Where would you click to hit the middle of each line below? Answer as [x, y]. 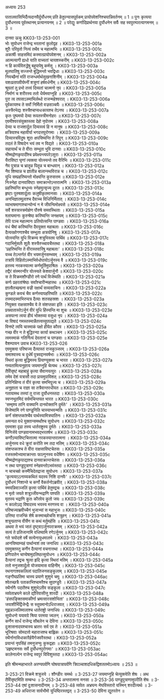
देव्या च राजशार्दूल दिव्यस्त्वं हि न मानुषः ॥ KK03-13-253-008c [57, 127]
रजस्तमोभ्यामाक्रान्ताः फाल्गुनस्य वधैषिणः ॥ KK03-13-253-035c [58, 454]
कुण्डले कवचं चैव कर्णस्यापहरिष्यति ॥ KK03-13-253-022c [54, 293]
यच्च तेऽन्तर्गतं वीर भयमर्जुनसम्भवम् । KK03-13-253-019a [53, 254]
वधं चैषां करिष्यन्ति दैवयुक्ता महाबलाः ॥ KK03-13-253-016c [54, 227]
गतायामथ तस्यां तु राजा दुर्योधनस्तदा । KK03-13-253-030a [55, 393]
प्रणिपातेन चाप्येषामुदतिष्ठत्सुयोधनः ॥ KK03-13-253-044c [53, 554]
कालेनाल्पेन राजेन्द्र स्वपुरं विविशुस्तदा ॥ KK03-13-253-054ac [56, 654]
